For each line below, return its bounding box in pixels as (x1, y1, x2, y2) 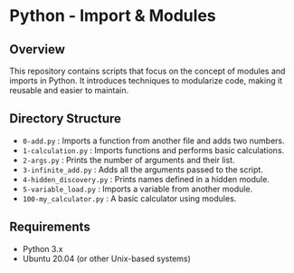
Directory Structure (9, 111, 122, 127)
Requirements (9, 219, 90, 235)
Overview (9, 42, 66, 57)
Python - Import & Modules (9, 5, 216, 26)
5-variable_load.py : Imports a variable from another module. (22, 183, 253, 194)
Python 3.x (22, 243, 63, 254)
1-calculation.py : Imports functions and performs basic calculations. (22, 144, 285, 155)
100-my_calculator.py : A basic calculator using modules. (22, 192, 237, 204)
